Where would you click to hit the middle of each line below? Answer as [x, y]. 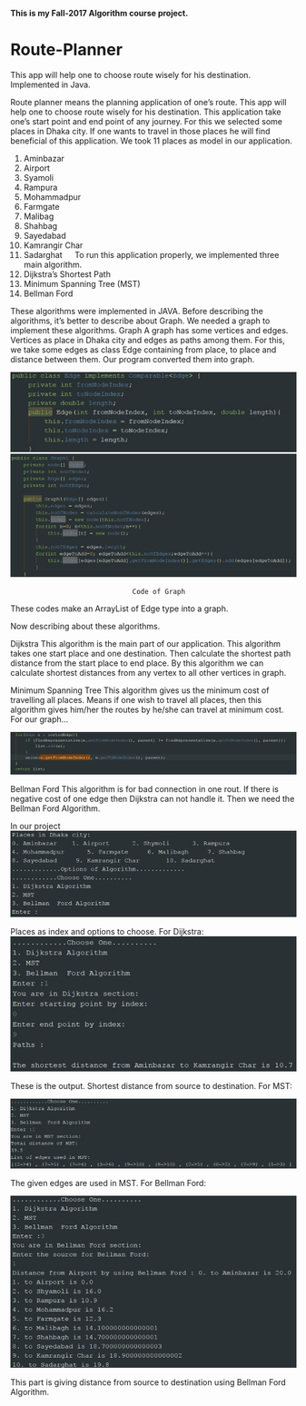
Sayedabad [44, 235]
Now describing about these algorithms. [85, 627]
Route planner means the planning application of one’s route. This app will [148, 102]
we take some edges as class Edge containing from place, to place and [143, 350]
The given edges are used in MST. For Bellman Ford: [109, 1183]
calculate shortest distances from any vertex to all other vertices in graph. [148, 673]
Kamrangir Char [53, 245]
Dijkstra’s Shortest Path [67, 274]
